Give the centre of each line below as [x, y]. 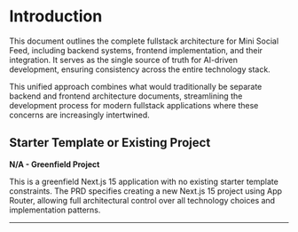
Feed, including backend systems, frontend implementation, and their [136, 50]
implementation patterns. [55, 210]
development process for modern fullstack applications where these [134, 105]
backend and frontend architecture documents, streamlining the [126, 96]
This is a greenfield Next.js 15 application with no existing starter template [144, 181]
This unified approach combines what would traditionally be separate [136, 86]
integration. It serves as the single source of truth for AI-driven [123, 60]
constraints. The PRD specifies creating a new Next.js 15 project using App [145, 191]
